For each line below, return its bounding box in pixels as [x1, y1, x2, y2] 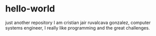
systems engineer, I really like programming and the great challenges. [5, 24, 150, 30]
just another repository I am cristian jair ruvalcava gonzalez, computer [5, 19, 151, 25]
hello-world [5, 3, 56, 14]
